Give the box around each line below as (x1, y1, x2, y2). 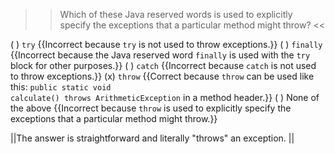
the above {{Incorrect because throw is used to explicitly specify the (10, 102, 292, 114)
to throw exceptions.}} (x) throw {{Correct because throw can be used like (10, 70, 315, 82)
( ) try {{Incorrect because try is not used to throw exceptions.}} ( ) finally (10, 39, 323, 50)
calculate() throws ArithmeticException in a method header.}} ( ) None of (10, 92, 320, 103)
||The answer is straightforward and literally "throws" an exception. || (10, 132, 295, 144)
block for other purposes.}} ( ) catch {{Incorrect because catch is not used (10, 60, 317, 71)
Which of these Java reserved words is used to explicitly (59, 9, 293, 20)
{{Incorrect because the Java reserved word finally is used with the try (10, 49, 311, 61)
